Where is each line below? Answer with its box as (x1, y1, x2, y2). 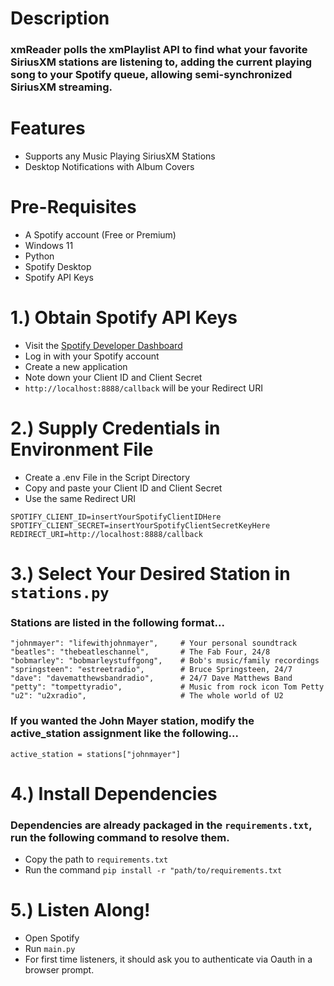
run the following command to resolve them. (10, 830, 230, 844)
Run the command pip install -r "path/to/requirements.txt (24, 864, 283, 876)
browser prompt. (24, 964, 95, 976)
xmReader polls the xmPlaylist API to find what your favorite (10, 43, 308, 57)
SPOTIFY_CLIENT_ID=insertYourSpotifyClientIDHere (10, 512, 222, 522)
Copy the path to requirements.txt (24, 853, 169, 866)
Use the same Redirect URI (24, 492, 137, 504)
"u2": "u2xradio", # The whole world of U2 (10, 691, 284, 701)
